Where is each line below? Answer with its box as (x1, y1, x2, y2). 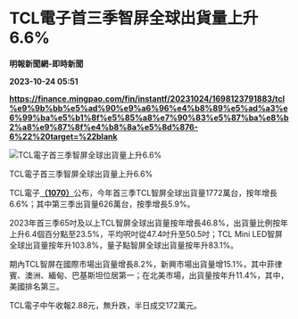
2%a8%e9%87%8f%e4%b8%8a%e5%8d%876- (9, 121, 199, 132)
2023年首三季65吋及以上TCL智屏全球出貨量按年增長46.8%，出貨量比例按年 (9, 217, 288, 228)
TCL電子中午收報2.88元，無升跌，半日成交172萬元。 (9, 299, 203, 310)
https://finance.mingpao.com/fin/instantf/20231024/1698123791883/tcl (9, 93, 286, 103)
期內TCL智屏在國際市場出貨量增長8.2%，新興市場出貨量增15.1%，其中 (9, 258, 268, 269)
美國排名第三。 (9, 281, 64, 291)
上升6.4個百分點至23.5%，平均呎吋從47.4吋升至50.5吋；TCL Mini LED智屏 (9, 228, 284, 239)
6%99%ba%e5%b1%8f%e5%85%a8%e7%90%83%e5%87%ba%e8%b (9, 112, 289, 123)
